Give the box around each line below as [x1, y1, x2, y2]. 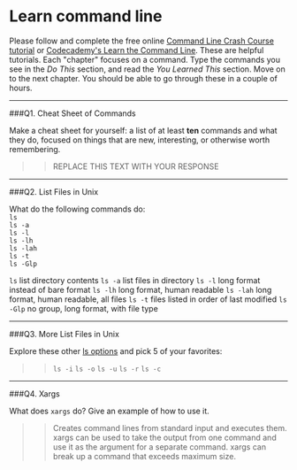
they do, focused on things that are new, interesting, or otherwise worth [9, 135, 270, 145]
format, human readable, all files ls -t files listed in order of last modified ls [9, 294, 287, 304]
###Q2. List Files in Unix [9, 186, 99, 196]
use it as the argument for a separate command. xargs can [52, 441, 267, 452]
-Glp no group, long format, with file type [9, 303, 159, 313]
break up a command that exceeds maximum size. [52, 451, 237, 461]
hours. [9, 82, 33, 93]
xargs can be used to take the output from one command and [52, 432, 277, 443]
